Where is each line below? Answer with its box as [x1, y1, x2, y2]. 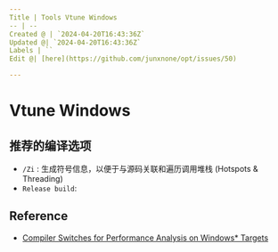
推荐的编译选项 [9, 138, 92, 153]
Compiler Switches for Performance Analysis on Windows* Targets [21, 232, 269, 243]
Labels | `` [9, 46, 53, 55]
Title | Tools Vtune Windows [9, 12, 118, 22]
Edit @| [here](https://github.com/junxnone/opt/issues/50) [9, 54, 238, 63]
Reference [9, 208, 69, 224]
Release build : [21, 183, 78, 193]
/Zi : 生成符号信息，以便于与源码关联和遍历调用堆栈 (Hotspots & [21, 164, 258, 174]
